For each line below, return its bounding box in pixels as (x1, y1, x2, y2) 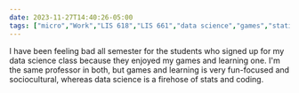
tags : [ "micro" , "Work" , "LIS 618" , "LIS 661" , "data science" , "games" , (9, 21, 269, 30)
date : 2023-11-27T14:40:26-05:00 (9, 12, 133, 22)
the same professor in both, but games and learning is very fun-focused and (9, 64, 290, 75)
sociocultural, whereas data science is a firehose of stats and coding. (9, 74, 264, 84)
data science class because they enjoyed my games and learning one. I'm (9, 55, 280, 66)
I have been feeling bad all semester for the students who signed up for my (9, 45, 285, 56)
